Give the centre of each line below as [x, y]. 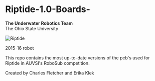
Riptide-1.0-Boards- [48, 9]
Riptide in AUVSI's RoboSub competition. [47, 63]
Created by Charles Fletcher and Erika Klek [50, 73]
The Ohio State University [32, 28]
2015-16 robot [20, 48]
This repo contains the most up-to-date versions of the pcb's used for [77, 58]
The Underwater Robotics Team [39, 23]
